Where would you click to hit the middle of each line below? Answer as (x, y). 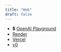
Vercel (19, 39)
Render (20, 34)
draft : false (19, 14)
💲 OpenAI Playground (34, 28)
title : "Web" (19, 10)
